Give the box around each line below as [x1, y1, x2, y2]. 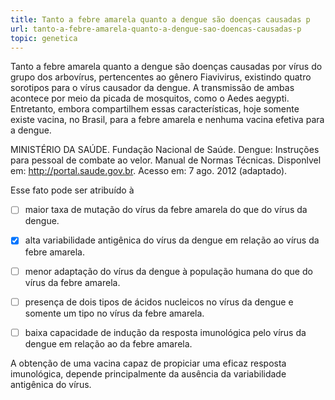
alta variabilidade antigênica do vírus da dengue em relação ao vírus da [24, 234, 320, 246]
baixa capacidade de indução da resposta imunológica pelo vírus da [24, 326, 307, 338]
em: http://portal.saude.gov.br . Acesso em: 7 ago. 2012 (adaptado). [10, 165, 288, 177]
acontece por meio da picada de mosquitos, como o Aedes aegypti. [10, 92, 290, 105]
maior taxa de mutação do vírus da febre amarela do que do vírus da [24, 204, 308, 216]
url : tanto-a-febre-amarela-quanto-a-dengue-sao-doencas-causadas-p [10, 24, 302, 34]
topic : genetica [10, 33, 78, 43]
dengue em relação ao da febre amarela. [24, 337, 193, 350]
